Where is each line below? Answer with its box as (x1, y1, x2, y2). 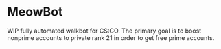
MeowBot (7, 4, 63, 20)
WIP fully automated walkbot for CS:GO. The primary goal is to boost (7, 27, 202, 35)
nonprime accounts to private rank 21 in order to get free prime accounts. (7, 33, 215, 42)
